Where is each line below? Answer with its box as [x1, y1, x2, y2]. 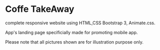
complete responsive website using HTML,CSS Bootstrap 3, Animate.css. [5, 20, 156, 26]
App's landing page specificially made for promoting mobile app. [5, 29, 138, 35]
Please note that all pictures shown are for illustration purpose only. [5, 39, 144, 45]
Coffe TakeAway [5, 3, 75, 15]
